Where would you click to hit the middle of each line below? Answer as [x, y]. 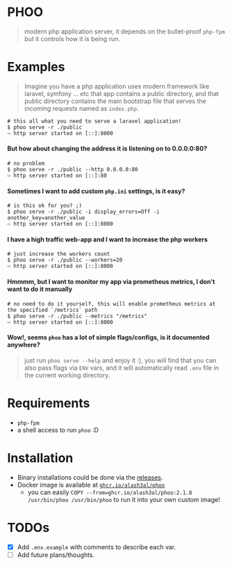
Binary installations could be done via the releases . [90, 477]
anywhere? [24, 345]
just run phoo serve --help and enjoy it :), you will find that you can [120, 360]
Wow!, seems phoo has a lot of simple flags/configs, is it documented [108, 338]
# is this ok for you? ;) [44, 206]
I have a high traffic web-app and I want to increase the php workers [108, 239]
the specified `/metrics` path [52, 310]
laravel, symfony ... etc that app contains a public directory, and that [122, 93]
